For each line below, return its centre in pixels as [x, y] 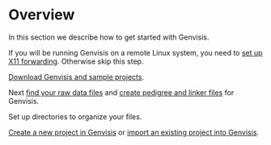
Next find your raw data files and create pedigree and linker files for [121, 92]
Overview [42, 15]
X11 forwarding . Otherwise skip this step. [76, 61]
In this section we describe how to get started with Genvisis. [109, 37]
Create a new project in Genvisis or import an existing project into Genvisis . [134, 132]
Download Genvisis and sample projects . [76, 77]
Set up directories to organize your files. [75, 116]
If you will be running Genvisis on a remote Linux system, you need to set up [135, 52]
